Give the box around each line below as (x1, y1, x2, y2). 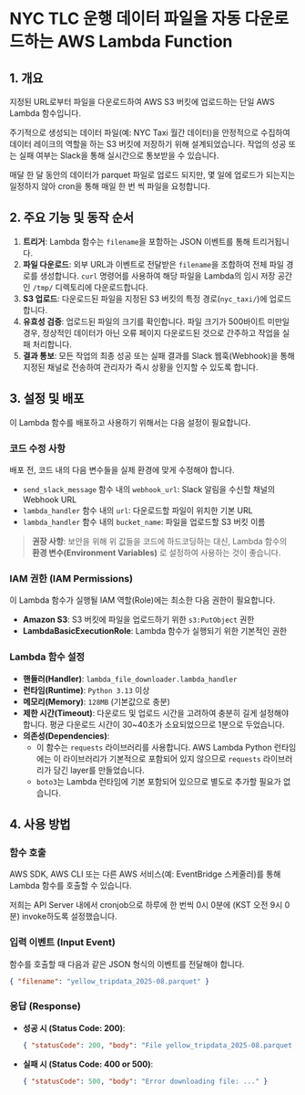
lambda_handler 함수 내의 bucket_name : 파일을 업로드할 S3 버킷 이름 (22, 516, 266, 527)
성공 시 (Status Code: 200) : (22, 1022, 126, 1033)
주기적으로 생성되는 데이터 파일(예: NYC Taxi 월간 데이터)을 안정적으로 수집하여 (9, 127, 290, 138)
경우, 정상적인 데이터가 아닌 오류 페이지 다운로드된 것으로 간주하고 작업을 (22, 327, 280, 338)
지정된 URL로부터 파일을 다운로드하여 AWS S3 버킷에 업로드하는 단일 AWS (9, 97, 275, 107)
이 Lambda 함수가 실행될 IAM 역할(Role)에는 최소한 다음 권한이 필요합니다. (9, 595, 276, 605)
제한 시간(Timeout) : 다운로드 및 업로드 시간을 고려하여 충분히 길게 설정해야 (22, 707, 290, 718)
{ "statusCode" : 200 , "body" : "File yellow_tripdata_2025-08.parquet (22, 1040, 293, 1050)
